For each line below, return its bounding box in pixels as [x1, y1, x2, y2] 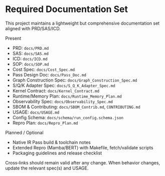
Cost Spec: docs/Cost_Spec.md [12, 66, 75, 72]
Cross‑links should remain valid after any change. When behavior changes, [5, 159, 160, 165]
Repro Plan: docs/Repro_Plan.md [12, 120, 79, 126]
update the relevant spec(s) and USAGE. [5, 165, 89, 171]
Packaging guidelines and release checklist [12, 150, 102, 156]
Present [5, 35, 22, 41]
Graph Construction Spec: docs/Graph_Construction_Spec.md [12, 77, 137, 83]
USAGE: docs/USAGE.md [12, 109, 60, 115]
